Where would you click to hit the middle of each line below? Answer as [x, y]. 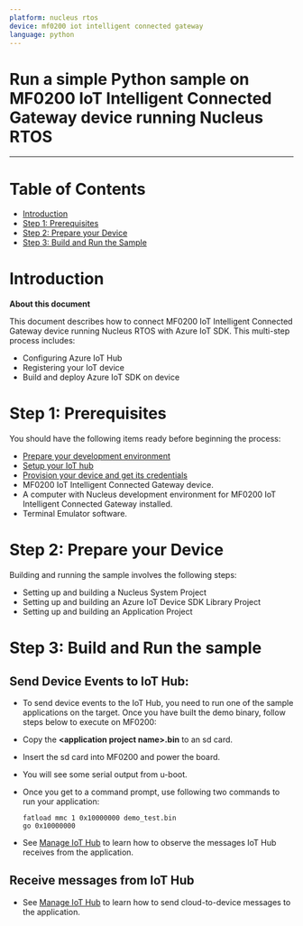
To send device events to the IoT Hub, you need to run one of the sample [158, 703]
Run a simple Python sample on [129, 79]
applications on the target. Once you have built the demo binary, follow [154, 712]
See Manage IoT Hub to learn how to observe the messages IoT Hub [149, 843]
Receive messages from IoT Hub [102, 880]
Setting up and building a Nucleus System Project [115, 592]
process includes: [42, 341]
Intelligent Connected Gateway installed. [97, 504]
